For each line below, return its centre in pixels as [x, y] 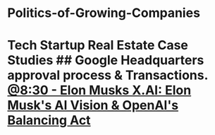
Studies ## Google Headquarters [106, 60]
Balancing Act [49, 121]
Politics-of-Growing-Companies [104, 13]
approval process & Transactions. [107, 75]
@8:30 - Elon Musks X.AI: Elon [99, 90]
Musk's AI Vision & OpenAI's [93, 106]
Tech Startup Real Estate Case [98, 46]
